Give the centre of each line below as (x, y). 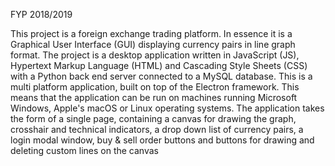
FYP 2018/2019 (41, 14)
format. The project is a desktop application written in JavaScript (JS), (155, 55)
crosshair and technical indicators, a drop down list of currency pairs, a (157, 129)
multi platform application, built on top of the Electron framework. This (155, 87)
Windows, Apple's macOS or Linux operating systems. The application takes (167, 108)
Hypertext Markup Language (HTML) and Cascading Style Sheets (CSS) (159, 65)
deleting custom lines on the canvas (84, 150)
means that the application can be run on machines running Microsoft (154, 97)
